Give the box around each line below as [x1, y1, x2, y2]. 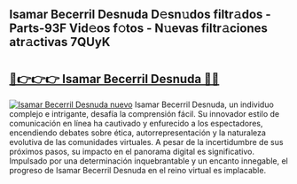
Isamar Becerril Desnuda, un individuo [134, 99, 275, 110]
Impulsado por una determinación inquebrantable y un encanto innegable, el [9, 156, 288, 166]
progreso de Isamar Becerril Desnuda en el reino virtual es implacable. [9, 165, 267, 175]
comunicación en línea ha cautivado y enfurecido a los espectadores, [9, 119, 263, 128]
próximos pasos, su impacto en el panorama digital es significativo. [9, 146, 255, 157]
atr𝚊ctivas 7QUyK [9, 34, 111, 50]
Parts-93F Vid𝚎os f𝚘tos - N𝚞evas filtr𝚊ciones [9, 21, 268, 36]
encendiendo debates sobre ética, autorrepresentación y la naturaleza [9, 127, 266, 138]
